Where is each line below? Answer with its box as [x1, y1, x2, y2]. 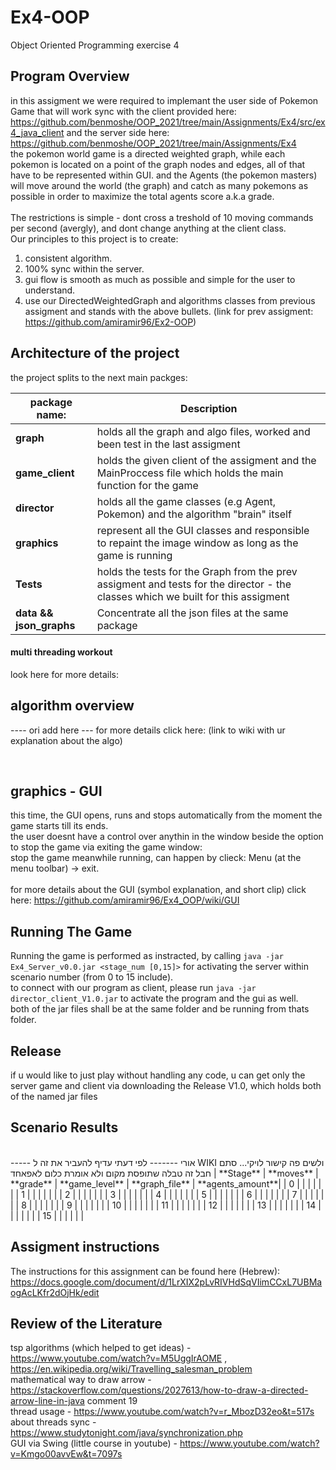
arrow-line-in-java [10, 1395, 85, 1407]
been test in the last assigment [96, 437, 241, 451]
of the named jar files [10, 1091, 98, 1103]
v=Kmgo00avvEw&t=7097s [10, 1448, 123, 1460]
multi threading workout [10, 646, 113, 658]
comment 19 [86, 1395, 138, 1407]
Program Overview [10, 68, 130, 85]
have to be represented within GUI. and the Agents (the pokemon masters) [10, 169, 318, 181]
